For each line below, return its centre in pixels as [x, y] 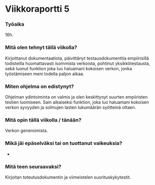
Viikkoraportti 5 [37, 9]
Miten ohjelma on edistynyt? [39, 86]
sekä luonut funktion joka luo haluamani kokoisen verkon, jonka [69, 68]
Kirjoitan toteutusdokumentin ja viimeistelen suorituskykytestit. [68, 177]
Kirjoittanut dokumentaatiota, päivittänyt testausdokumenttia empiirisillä [77, 58]
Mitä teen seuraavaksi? [33, 166]
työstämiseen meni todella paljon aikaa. [45, 74]
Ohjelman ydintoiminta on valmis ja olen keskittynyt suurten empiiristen [76, 97]
